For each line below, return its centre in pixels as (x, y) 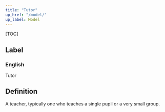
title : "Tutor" (22, 10)
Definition (21, 91)
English (15, 64)
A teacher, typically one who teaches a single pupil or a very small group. (83, 104)
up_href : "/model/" (26, 15)
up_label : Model (23, 19)
